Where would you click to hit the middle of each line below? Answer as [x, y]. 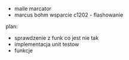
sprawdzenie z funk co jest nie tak [56, 38]
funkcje [24, 50]
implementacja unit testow [47, 44]
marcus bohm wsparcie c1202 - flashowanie [69, 15]
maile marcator [33, 9]
